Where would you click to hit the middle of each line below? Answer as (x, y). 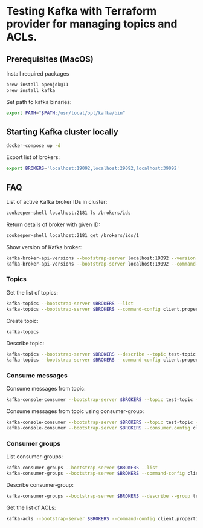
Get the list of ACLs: (31, 508)
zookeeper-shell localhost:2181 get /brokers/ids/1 (72, 235)
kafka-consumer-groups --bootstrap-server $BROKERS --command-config (96, 474)
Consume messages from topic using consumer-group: (75, 411)
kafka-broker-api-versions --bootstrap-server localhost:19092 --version (101, 258)
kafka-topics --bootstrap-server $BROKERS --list (70, 304)
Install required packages (38, 73)
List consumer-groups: (35, 457)
